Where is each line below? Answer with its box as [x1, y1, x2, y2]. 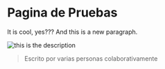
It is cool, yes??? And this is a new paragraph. [7, 28, 138, 36]
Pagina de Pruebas [7, 5, 118, 21]
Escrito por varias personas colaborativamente [24, 54, 158, 63]
